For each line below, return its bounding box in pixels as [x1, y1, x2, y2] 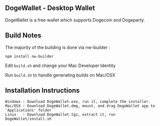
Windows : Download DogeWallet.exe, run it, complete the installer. [5, 99, 151, 104]
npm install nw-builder [5, 54, 54, 59]
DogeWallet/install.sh [5, 117, 52, 122]
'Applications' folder [5, 108, 52, 113]
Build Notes [5, 31, 42, 40]
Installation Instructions [5, 86, 80, 95]
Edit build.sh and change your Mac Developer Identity [5, 63, 116, 68]
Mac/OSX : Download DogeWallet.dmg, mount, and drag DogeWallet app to [5, 103, 155, 109]
